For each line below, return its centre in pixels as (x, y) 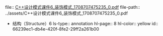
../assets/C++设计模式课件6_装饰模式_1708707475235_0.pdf (67, 13)
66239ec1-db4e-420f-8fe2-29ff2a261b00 (56, 29)
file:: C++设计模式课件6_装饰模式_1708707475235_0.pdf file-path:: (73, 7)
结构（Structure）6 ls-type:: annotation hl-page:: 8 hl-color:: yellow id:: (85, 24)
